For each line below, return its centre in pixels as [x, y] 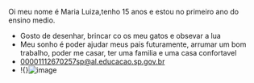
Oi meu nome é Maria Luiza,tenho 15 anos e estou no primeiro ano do [124, 12]
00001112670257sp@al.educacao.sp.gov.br [92, 61]
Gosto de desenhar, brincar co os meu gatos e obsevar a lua [121, 36]
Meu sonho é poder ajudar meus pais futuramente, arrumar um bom [133, 44]
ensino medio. [32, 20]
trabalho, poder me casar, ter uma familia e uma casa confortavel [128, 53]
